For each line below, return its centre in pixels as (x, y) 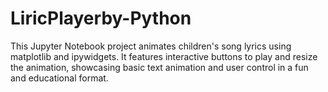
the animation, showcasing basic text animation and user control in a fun (159, 67)
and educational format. (59, 78)
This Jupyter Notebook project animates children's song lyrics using (151, 46)
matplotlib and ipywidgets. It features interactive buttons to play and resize (164, 56)
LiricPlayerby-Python (101, 18)
